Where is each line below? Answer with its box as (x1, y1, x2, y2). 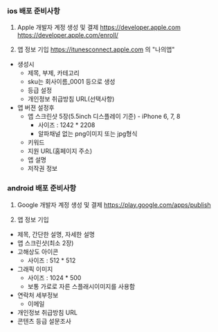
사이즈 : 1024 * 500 (27, 273, 82, 282)
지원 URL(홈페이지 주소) (27, 147, 93, 156)
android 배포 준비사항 (7, 183, 77, 193)
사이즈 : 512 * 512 (27, 256, 76, 265)
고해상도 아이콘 (17, 247, 59, 256)
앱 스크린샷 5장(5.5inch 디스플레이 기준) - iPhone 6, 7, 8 (27, 113, 181, 121)
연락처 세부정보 (17, 290, 59, 299)
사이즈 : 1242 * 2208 (37, 121, 96, 129)
